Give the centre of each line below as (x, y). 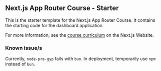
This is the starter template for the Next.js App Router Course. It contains (80, 20)
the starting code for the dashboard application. (54, 25)
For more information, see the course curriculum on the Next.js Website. (79, 35)
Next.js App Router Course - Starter (62, 8)
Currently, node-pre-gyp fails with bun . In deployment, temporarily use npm (80, 59)
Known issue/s (24, 48)
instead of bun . (20, 64)
